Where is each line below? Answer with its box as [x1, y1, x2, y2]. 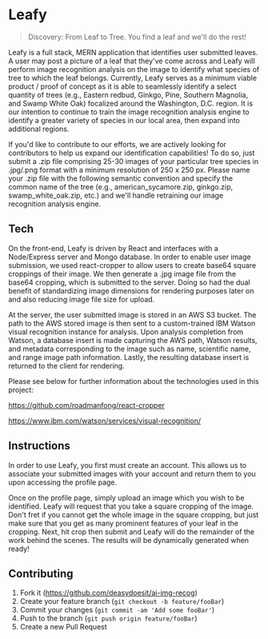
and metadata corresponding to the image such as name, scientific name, [8, 344, 251, 353]
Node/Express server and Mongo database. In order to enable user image [8, 252, 251, 262]
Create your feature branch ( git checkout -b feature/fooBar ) [19, 597, 225, 606]
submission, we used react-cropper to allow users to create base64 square [8, 260, 257, 270]
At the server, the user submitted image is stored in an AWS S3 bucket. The [8, 310, 257, 319]
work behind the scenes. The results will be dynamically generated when [8, 535, 250, 545]
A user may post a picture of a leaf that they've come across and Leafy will [8, 56, 255, 66]
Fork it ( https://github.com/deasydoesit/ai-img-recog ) [19, 588, 198, 597]
